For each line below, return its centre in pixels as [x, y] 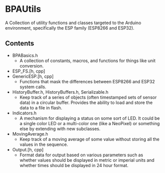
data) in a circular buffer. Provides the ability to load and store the [86, 103]
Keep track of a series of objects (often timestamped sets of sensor [88, 97]
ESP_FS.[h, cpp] [29, 71]
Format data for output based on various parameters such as [81, 155]
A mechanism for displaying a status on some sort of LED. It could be [90, 118]
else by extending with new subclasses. [60, 129]
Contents [20, 44]
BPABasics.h [25, 55]
